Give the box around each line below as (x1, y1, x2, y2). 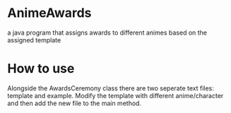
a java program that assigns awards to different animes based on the (7, 28, 207, 37)
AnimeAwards (7, 5, 92, 21)
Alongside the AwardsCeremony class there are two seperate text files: (7, 83, 214, 93)
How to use (7, 61, 75, 77)
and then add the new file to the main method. (7, 99, 142, 107)
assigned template (7, 35, 61, 44)
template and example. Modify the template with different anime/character (7, 91, 224, 100)
